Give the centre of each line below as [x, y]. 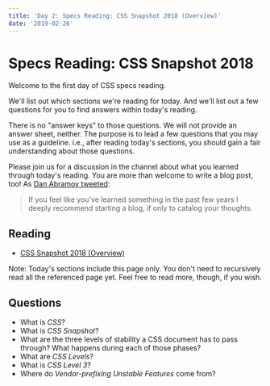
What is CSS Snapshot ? [59, 331]
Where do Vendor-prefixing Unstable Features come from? [118, 374]
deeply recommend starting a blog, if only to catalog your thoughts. [140, 208]
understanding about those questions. [72, 151]
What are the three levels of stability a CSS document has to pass [129, 339]
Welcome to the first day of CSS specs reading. [87, 86]
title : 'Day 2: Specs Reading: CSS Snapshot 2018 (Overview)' [115, 16]
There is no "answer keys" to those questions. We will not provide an [123, 125]
